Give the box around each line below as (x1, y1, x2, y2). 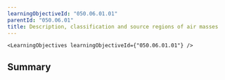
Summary (7, 61, 51, 73)
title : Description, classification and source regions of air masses (7, 23, 219, 30)
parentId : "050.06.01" (7, 17, 74, 24)
